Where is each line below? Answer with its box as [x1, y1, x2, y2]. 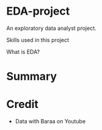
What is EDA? [6, 48, 40, 56]
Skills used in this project [6, 36, 69, 43]
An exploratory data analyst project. [6, 24, 97, 32]
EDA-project [6, 4, 70, 18]
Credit [6, 98, 38, 111]
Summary [6, 70, 57, 84]
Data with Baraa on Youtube [15, 118, 86, 125]
